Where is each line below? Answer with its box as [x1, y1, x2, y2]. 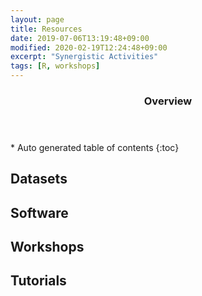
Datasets [10, 171, 68, 188]
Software [10, 204, 69, 221]
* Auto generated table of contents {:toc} [10, 141, 180, 153]
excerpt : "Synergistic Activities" [10, 52, 159, 62]
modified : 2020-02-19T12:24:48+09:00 [10, 42, 168, 53]
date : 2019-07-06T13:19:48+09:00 [10, 33, 150, 43]
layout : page [10, 14, 65, 25]
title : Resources [10, 24, 83, 34]
